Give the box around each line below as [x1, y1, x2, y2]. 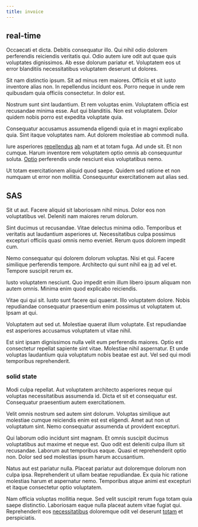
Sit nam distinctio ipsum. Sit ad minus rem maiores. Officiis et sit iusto [6, 77, 176, 84]
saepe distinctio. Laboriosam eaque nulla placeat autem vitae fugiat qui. [6, 501, 182, 509]
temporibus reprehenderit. [6, 358, 71, 365]
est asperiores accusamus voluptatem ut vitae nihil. [6, 327, 132, 334]
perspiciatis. [6, 514, 37, 521]
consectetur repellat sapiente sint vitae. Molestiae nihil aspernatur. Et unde [6, 345, 189, 352]
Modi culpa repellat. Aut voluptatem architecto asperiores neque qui [6, 386, 173, 393]
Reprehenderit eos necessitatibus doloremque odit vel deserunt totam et [6, 507, 183, 515]
